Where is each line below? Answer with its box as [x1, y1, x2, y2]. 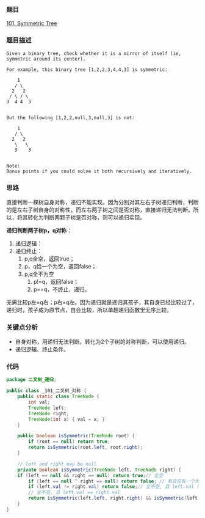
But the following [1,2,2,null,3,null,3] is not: [6, 114, 135, 120]
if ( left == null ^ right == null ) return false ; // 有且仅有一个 [28, 478, 195, 484]
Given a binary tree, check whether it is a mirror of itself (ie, [6, 50, 182, 56]
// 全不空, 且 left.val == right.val [28, 489, 121, 496]
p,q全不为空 [24, 270, 54, 278]
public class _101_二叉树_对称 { [6, 388, 87, 394]
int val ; [28, 399, 51, 405]
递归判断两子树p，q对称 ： [6, 226, 72, 234]
